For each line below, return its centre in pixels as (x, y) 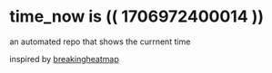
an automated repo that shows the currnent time (100, 41)
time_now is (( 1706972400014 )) (137, 17)
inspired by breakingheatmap (65, 59)
